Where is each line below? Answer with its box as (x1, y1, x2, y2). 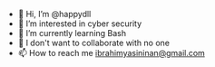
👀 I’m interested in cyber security (17, 18, 142, 29)
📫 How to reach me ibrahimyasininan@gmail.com (17, 48, 206, 58)
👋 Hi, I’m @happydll (17, 9, 92, 19)
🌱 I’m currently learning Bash (17, 28, 127, 38)
